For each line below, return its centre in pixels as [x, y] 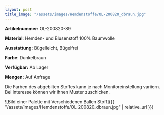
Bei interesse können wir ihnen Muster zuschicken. [58, 92]
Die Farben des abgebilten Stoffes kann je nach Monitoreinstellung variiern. [83, 87]
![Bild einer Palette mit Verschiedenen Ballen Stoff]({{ [60, 102]
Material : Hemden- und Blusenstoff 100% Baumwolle [60, 38]
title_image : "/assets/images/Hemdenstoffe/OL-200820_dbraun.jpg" [76, 14]
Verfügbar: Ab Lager [27, 67]
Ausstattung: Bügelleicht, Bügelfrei [42, 48]
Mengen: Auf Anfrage [28, 77]
